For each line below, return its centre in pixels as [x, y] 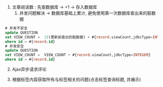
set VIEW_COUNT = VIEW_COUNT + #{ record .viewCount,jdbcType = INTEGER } [78, 55]
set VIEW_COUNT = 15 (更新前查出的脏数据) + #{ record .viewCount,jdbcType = [79, 37]
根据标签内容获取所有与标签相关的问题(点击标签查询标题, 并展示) [76, 79]
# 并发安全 [15, 46]
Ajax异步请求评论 [29, 69]
